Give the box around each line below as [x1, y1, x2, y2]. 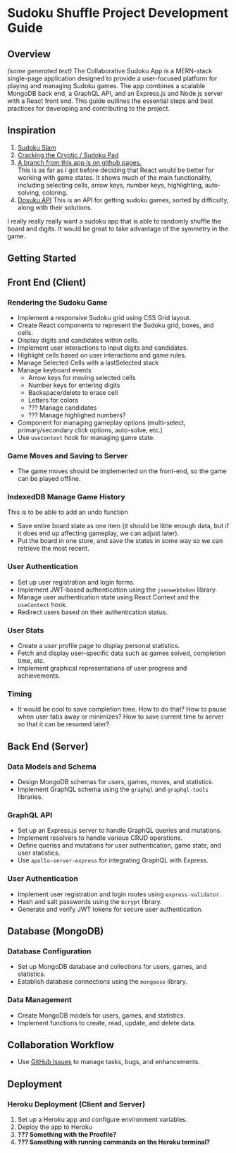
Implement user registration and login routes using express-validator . [17, 890, 221, 898]
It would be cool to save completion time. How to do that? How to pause [17, 705, 227, 714]
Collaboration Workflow [7, 1039, 115, 1051]
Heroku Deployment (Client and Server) [7, 1099, 146, 1109]
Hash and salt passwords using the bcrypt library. [17, 897, 162, 905]
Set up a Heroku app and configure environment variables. [17, 1116, 188, 1124]
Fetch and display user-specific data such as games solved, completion [17, 649, 226, 657]
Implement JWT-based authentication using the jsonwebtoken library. [17, 585, 217, 594]
